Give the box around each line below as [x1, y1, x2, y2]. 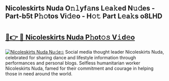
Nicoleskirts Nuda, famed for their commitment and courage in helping [5, 65, 154, 71]
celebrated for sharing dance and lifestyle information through [5, 55, 136, 60]
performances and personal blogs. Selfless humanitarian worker [5, 60, 140, 66]
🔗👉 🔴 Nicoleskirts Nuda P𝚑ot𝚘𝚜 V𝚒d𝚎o [5, 33, 135, 42]
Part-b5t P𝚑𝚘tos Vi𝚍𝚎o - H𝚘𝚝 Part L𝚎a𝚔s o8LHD [5, 12, 162, 21]
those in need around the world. [5, 71, 73, 76]
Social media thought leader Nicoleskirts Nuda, [65, 49, 164, 55]
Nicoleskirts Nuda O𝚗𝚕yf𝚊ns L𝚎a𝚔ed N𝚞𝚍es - [5, 4, 155, 13]
